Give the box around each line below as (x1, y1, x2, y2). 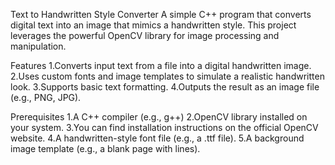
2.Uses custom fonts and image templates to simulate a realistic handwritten (10, 70, 325, 82)
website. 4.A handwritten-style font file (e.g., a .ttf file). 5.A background (10, 132, 305, 144)
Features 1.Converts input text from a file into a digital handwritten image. (10, 60, 312, 71)
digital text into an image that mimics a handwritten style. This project (10, 19, 297, 31)
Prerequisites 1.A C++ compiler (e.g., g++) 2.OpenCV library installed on (10, 111, 308, 123)
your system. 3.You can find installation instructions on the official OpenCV (10, 122, 319, 133)
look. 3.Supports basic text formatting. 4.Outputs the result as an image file (10, 81, 320, 93)
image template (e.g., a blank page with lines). (10, 143, 201, 154)
